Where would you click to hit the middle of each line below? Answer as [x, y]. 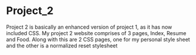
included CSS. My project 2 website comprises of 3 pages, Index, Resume [96, 33]
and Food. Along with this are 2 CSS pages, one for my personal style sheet [98, 39]
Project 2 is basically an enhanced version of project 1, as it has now [89, 27]
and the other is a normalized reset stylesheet [62, 46]
